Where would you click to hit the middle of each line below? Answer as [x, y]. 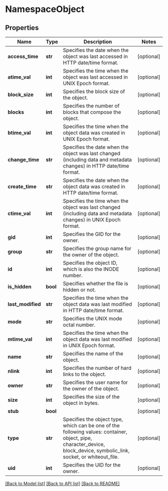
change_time [23, 160]
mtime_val [20, 339]
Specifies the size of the [91, 397]
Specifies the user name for [95, 382]
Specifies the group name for [97, 249]
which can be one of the [91, 425]
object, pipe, [77, 438]
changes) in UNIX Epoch [92, 220]
